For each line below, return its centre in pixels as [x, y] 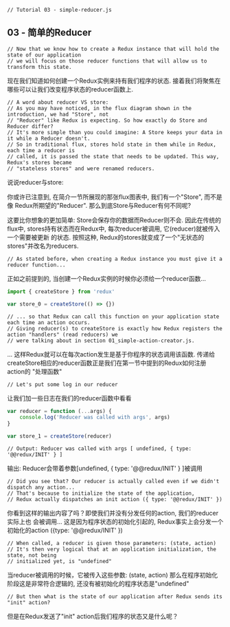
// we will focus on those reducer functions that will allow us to [107, 61]
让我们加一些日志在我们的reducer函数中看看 [69, 398]
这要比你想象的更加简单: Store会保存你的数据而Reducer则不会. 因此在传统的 [114, 220]
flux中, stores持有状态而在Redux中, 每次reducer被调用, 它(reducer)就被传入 [114, 229]
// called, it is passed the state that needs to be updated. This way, [113, 156]
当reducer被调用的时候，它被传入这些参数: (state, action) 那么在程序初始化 [113, 575]
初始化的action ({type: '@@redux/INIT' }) [65, 531]
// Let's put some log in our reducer [62, 384]
